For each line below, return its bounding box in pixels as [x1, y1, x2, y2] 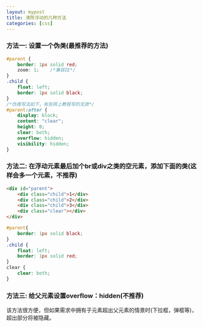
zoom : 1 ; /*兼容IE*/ [17, 67, 76, 73]
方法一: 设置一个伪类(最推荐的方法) [6, 41, 109, 50]
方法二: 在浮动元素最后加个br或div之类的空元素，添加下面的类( [6, 162, 191, 171]
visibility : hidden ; [17, 141, 69, 147]
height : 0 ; [17, 124, 45, 130]
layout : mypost [6, 9, 45, 15]
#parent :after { [6, 107, 48, 113]
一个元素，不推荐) [25, 171, 78, 180]
